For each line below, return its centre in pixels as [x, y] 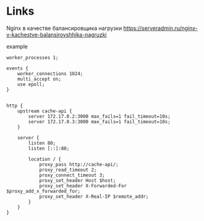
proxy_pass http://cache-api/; [79, 164]
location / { [45, 159]
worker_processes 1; [33, 57]
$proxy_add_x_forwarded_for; [43, 191]
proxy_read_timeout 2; [68, 170]
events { [17, 68]
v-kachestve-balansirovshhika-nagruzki [56, 34]
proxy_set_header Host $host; [77, 180]
